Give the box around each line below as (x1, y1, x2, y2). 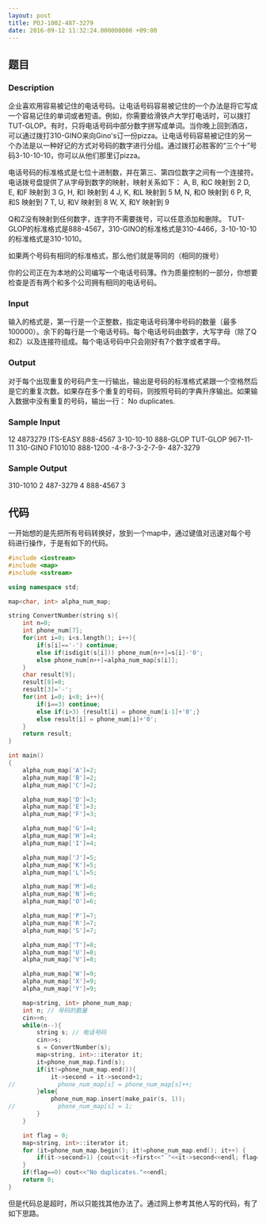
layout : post (8, 11, 51, 20)
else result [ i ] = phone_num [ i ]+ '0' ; (36, 715, 158, 723)
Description (8, 82, 55, 93)
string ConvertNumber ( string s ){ (8, 612, 119, 620)
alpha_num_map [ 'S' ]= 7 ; (22, 926, 97, 934)
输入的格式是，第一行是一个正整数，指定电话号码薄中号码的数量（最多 (8, 317, 237, 326)
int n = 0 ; (22, 619, 51, 627)
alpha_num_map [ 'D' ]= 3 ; (22, 795, 97, 803)
